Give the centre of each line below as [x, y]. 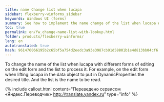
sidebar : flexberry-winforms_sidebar [43, 14]
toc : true [15, 28]
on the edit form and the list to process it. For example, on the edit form [77, 69]
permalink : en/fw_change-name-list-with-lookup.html [60, 32]
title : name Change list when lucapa [43, 9]
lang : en [14, 41]
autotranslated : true [27, 46]
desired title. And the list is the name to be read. [53, 79]
